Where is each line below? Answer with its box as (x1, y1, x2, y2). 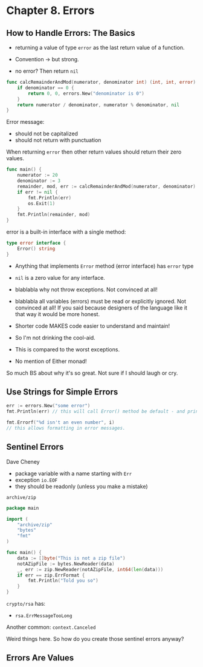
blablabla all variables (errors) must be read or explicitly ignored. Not (14, 297, 186, 305)
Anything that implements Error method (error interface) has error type (14, 262, 194, 269)
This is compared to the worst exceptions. (14, 345, 120, 353)
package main (6, 505, 39, 511)
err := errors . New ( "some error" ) (6, 403, 91, 409)
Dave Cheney (6, 458, 40, 465)
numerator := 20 (17, 172, 59, 178)
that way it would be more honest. (14, 310, 100, 317)
